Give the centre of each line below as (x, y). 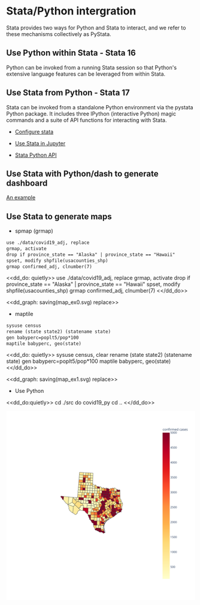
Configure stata (34, 132)
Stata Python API (36, 155)
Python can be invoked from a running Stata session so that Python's (92, 67)
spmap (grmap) (34, 231)
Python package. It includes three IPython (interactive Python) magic (91, 114)
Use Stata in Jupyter (40, 143)
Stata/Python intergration (71, 11)
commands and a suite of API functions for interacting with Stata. (87, 120)
